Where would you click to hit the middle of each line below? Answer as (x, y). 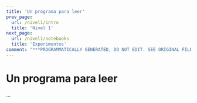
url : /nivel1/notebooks (40, 39)
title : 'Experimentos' (39, 44)
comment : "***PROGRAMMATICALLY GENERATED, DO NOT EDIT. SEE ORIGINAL (93, 50)
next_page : (19, 33)
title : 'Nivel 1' (33, 28)
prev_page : (19, 17)
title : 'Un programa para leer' (45, 11)
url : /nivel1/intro (35, 22)
